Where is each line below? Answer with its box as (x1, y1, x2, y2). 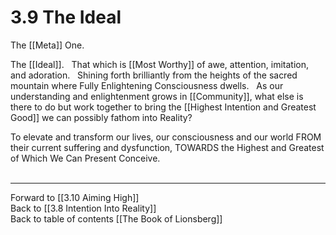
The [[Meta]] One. (10, 39, 85, 51)
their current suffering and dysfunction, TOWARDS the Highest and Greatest (10, 141, 325, 153)
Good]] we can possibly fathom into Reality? (10, 111, 193, 123)
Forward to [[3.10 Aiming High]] (10, 191, 140, 203)
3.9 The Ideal (10, 6, 122, 29)
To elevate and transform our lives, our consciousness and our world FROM (10, 131, 322, 143)
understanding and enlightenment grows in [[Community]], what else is (10, 90, 304, 102)
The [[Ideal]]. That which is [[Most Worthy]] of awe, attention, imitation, (10, 58, 309, 70)
